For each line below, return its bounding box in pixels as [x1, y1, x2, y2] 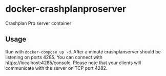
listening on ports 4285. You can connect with [5, 54, 102, 60]
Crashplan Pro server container [5, 20, 72, 26]
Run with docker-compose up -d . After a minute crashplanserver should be [5, 48, 161, 54]
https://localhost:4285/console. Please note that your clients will [5, 60, 141, 66]
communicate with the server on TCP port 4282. [5, 65, 108, 71]
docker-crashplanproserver [5, 3, 127, 15]
